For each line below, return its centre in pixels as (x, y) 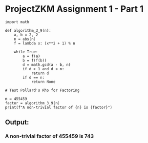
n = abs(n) (25, 39)
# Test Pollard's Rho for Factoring (42, 90)
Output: (17, 122)
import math (17, 22)
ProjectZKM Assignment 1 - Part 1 (74, 9)
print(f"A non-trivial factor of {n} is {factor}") (59, 107)
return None (43, 82)
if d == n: (34, 77)
